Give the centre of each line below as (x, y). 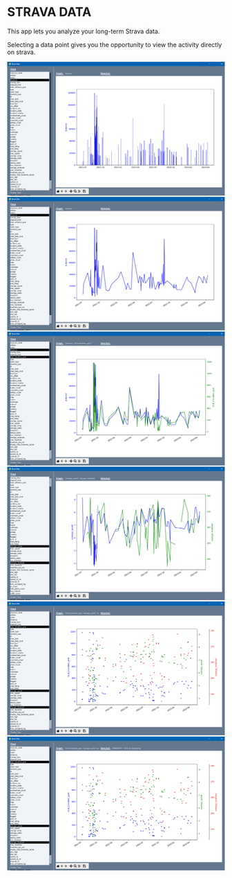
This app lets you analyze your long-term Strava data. (84, 31)
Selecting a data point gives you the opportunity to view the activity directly (115, 44)
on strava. (21, 52)
